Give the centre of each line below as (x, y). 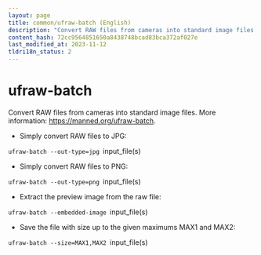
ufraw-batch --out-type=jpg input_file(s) (74, 151)
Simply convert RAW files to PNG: (74, 166)
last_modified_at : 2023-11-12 (58, 45)
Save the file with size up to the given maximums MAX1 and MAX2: (127, 227)
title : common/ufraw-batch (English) (70, 23)
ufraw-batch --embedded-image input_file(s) (78, 212)
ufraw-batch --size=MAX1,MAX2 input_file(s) (78, 242)
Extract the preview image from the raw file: (91, 196)
